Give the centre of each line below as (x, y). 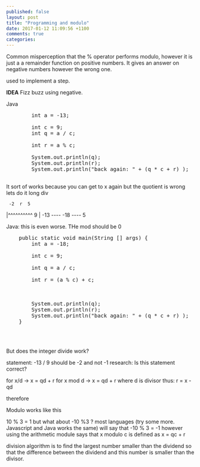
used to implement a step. (38, 81)
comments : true (25, 34)
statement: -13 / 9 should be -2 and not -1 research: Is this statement (90, 363)
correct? (16, 369)
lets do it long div (27, 193)
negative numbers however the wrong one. (59, 69)
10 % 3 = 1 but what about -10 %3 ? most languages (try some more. (90, 422)
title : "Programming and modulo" (48, 23)
